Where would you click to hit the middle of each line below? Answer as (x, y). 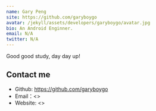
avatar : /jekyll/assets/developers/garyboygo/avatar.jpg (78, 23)
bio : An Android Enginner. (40, 28)
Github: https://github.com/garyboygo (61, 89)
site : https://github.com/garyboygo (52, 17)
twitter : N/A (22, 39)
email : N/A (20, 34)
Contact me (28, 75)
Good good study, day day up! (43, 56)
